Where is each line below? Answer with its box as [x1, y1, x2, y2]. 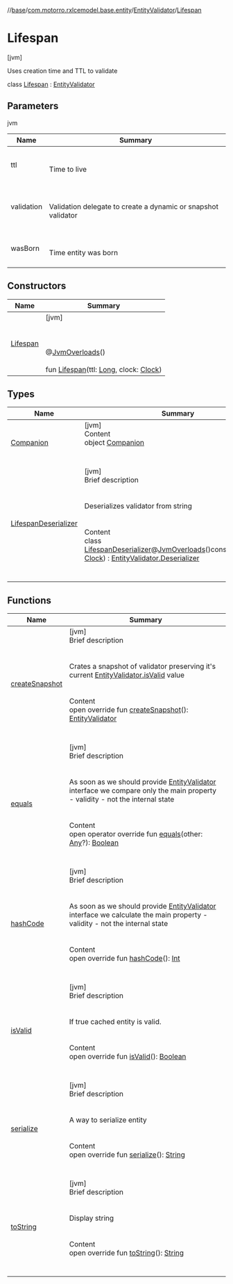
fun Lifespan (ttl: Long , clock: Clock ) [45, 364, 162, 374]
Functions [7, 594, 52, 606]
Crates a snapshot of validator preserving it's [69, 662, 216, 672]
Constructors [7, 280, 67, 292]
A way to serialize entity [69, 1115, 147, 1125]
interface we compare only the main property [69, 786, 217, 795]
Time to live [49, 164, 87, 174]
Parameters [7, 100, 59, 112]
